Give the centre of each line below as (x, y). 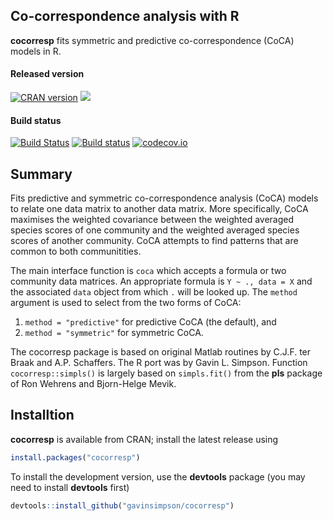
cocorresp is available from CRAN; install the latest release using (144, 439)
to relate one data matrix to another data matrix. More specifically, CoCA (159, 209)
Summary (41, 174)
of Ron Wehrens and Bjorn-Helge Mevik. (93, 384)
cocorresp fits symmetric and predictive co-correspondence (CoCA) (152, 40)
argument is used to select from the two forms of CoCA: (126, 303)
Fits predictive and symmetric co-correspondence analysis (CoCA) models (164, 198)
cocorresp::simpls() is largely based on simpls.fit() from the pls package (166, 373)
